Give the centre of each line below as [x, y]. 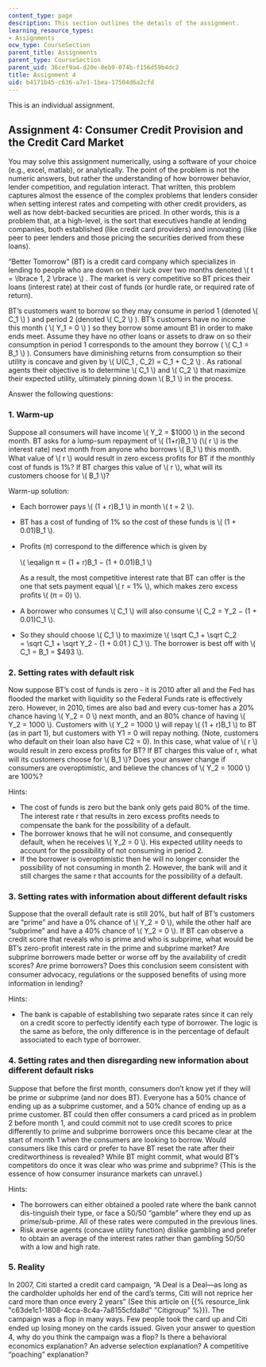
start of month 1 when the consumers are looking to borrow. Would [117, 1139]
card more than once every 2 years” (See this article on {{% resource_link [129, 1301]
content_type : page [40, 16]
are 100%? [26, 776]
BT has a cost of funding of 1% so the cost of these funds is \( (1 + [128, 522]
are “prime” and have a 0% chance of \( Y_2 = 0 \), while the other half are [130, 922]
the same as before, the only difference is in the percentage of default [134, 1032]
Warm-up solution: [39, 491]
